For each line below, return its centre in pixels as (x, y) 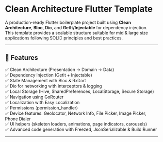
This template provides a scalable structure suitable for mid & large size (76, 33)
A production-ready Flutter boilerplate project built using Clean (68, 22)
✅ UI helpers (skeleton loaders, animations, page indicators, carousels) (76, 124)
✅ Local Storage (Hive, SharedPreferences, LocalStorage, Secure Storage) (80, 91)
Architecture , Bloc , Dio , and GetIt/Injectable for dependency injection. (76, 27)
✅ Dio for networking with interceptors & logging (54, 86)
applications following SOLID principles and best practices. (64, 38)
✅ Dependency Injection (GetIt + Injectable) (49, 75)
